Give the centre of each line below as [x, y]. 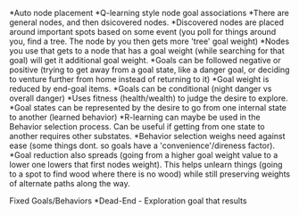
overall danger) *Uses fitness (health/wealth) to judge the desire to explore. [149, 98]
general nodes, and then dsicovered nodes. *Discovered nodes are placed [146, 22]
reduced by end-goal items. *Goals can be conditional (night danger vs [141, 89]
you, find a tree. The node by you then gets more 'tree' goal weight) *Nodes [149, 41]
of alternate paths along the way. [70, 183]
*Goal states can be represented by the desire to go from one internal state [148, 107]
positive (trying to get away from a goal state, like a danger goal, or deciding [149, 70]
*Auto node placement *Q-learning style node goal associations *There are [149, 13]
